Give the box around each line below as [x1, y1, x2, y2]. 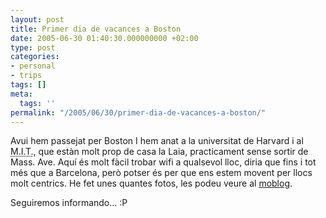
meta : [10, 89, 33, 99]
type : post [10, 42, 56, 53]
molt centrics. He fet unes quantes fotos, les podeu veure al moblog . [10, 177, 293, 190]
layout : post [10, 14, 65, 25]
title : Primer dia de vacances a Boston [10, 24, 182, 34]
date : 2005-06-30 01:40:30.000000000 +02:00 [10, 33, 199, 43]
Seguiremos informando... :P [10, 197, 128, 209]
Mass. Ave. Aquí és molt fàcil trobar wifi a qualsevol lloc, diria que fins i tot [10, 156, 317, 168]
